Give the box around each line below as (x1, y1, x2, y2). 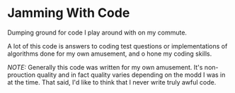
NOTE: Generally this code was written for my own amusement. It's (7, 63, 203, 71)
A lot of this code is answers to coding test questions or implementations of (7, 42, 228, 50)
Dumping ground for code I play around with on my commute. (7, 28, 188, 37)
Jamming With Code (7, 5, 130, 21)
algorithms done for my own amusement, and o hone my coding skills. (7, 49, 212, 58)
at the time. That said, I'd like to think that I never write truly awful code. (7, 77, 217, 86)
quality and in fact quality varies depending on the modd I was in (36, 70, 226, 79)
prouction (7, 70, 35, 79)
